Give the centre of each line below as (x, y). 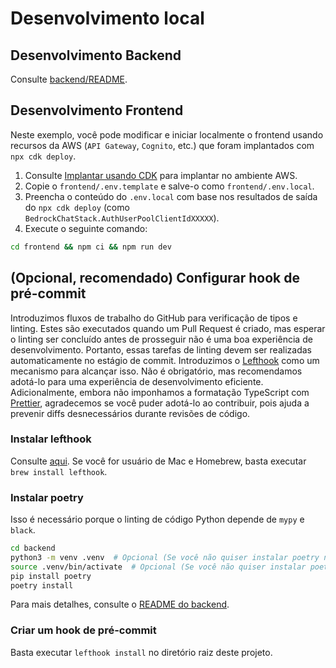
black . (23, 530)
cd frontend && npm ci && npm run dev (91, 247)
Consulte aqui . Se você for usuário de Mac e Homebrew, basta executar (158, 461)
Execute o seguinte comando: (86, 228)
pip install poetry (51, 576)
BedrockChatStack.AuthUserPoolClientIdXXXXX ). (122, 218)
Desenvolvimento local (107, 18)
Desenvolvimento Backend (96, 55)
